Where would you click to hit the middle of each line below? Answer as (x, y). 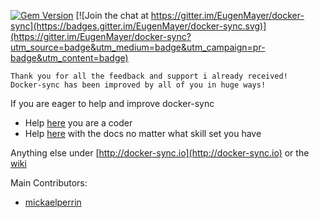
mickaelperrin (53, 202)
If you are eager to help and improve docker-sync (112, 103)
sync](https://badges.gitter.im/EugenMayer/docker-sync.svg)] (138, 26)
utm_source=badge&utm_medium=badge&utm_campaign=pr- (138, 47)
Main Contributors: (49, 183)
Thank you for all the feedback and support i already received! (149, 76)
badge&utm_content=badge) (69, 58)
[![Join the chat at (112, 15)
